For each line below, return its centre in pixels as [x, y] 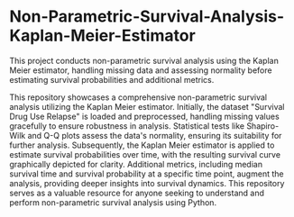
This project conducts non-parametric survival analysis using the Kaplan [144, 60]
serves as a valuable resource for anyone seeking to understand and [137, 193]
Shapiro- [263, 126]
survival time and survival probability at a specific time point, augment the [147, 174]
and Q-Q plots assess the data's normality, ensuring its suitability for [155, 135]
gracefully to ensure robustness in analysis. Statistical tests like [127, 126]
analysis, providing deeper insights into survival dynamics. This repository [147, 183]
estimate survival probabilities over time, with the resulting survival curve [145, 154]
